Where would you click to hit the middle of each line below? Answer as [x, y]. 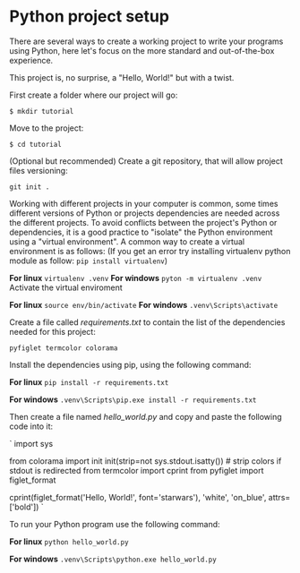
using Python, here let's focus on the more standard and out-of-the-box [142, 50]
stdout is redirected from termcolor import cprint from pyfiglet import [137, 470]
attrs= [279, 497]
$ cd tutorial [36, 144]
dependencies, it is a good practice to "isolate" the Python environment [141, 232]
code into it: [31, 426]
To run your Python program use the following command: [115, 524]
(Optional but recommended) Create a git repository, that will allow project [146, 161]
